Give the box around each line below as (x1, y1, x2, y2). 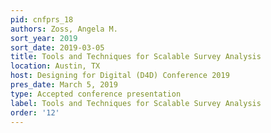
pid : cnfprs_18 (10, 14, 74, 25)
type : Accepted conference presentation (10, 89, 182, 99)
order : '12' (10, 107, 60, 118)
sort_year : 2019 (10, 33, 78, 43)
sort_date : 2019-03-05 (10, 42, 105, 53)
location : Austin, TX (10, 61, 101, 71)
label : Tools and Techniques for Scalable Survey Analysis (10, 98, 262, 108)
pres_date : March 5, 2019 (10, 80, 118, 90)
